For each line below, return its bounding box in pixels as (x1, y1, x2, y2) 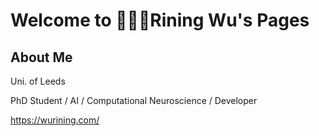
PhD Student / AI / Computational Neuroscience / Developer (10, 95, 258, 106)
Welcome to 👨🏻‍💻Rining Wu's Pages (10, 9, 310, 32)
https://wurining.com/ (10, 114, 100, 126)
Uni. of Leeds (10, 75, 66, 87)
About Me (10, 49, 73, 66)
